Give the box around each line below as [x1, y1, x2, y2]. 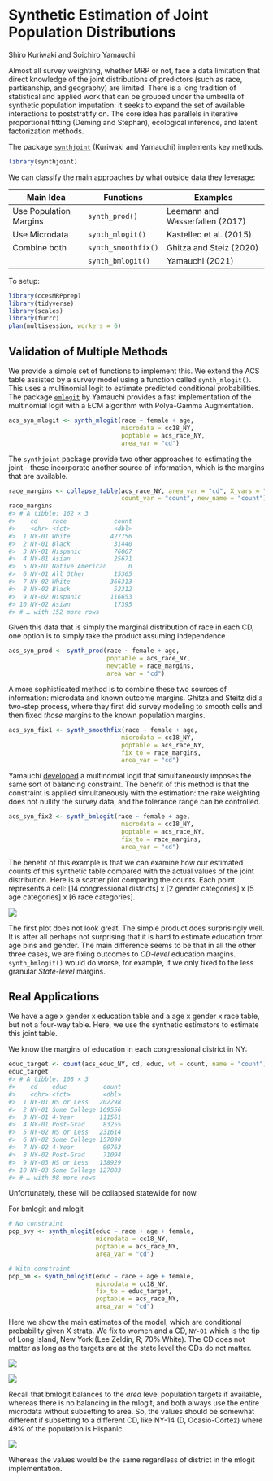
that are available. [8, 471, 68, 481]
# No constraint [8, 1220, 63, 1228]
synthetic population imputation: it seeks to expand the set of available [8, 100, 245, 110]
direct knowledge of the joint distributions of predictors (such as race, [8, 74, 243, 84]
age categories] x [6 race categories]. [8, 892, 136, 902]
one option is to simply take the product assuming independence [8, 631, 226, 641]
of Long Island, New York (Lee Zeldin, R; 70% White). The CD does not [8, 1335, 245, 1344]
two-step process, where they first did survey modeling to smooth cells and [8, 701, 262, 711]
